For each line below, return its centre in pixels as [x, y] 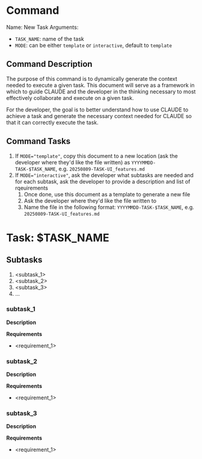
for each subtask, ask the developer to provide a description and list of [103, 181]
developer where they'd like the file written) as [72, 162]
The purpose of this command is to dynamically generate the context [92, 78]
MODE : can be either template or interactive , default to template [93, 45]
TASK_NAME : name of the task [49, 39]
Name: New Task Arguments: [42, 27]
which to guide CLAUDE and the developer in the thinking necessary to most [101, 92]
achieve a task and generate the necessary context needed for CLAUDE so [99, 116]
